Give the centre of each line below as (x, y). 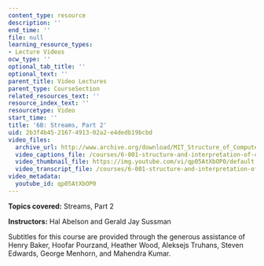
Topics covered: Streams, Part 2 (61, 206)
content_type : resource (47, 15)
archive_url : (37, 147)
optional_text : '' (38, 74)
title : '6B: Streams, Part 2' (58, 125)
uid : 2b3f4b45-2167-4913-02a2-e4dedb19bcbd (81, 132)
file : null (26, 37)
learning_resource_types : (50, 45)
